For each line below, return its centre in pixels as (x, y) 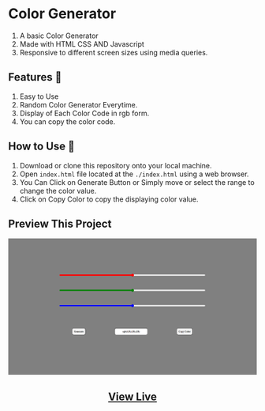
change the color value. (58, 190)
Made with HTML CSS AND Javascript (82, 43)
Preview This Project (60, 223)
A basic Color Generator (59, 36)
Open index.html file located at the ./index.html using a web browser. (134, 174)
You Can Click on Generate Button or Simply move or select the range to (137, 182)
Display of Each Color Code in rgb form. (84, 113)
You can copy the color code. (67, 121)
